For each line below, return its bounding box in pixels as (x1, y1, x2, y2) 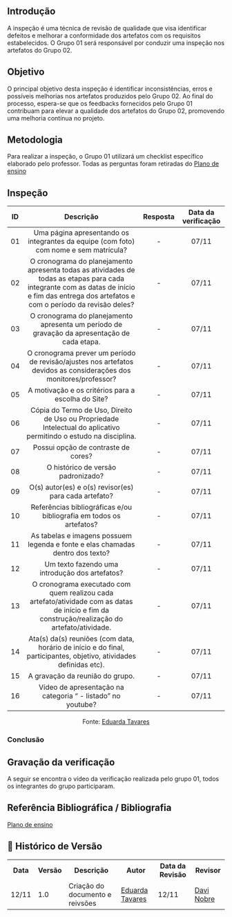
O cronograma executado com (32, 580, 131, 589)
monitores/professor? (46, 374, 117, 384)
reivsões (68, 898, 97, 908)
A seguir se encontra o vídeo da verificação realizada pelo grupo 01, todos (7, 774, 220, 783)
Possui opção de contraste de (32, 443, 130, 452)
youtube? (66, 700, 97, 709)
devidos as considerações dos (32, 366, 131, 375)
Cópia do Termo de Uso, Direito (30, 405, 133, 415)
